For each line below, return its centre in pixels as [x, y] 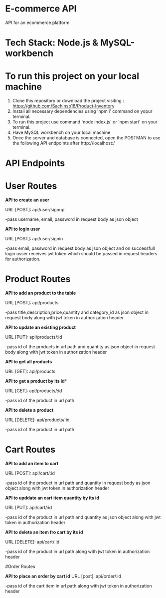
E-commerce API [41, 9]
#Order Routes [20, 567]
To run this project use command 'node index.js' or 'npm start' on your [85, 122]
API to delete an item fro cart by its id [44, 532]
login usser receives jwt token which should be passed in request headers [82, 254]
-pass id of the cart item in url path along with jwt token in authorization [79, 586]
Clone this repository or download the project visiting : [68, 101]
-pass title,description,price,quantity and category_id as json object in [77, 312]
